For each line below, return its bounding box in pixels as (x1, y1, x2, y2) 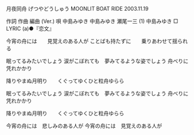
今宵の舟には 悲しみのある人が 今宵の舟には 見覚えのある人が (6, 123, 162, 129)
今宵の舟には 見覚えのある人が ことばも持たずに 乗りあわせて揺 (6, 38, 178, 44)
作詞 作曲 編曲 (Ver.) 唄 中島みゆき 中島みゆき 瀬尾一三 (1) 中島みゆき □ (6, 18, 178, 25)
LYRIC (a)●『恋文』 (6, 25, 55, 32)
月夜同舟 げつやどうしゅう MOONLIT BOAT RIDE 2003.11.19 (6, 5, 149, 12)
